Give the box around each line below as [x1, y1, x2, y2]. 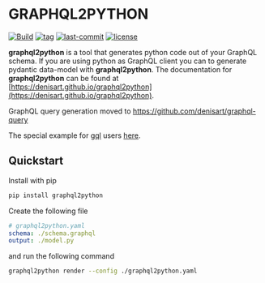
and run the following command [8, 251, 115, 261]
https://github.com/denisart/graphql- [132, 106, 257, 116]
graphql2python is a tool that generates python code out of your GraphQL [8, 47, 258, 57]
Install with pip [8, 175, 57, 185]
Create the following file [8, 206, 88, 216]
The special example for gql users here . [8, 131, 141, 140]
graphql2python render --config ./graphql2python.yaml [8, 267, 198, 276]
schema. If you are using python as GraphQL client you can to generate [8, 56, 247, 66]
